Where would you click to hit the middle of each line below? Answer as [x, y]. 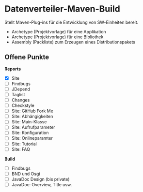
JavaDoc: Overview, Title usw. [42, 184]
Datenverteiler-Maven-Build [63, 9]
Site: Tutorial [24, 144]
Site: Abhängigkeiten [32, 117]
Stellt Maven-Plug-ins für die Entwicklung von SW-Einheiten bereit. [71, 22]
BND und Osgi [26, 174]
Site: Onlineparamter [32, 138]
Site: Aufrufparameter [33, 127]
